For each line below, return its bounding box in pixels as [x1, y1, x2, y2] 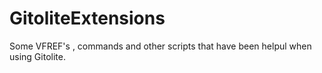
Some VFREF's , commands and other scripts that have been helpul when [9, 40, 312, 52]
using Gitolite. [9, 50, 66, 62]
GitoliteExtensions [9, 7, 166, 30]
